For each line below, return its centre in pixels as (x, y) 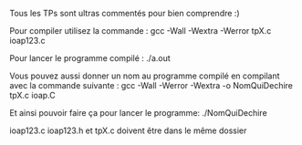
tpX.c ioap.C (33, 95)
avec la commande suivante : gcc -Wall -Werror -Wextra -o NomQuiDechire (151, 85)
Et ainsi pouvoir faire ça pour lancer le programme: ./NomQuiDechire (138, 113)
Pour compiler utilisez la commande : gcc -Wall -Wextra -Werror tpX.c (141, 31)
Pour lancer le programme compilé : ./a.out (90, 58)
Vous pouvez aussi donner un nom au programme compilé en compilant (145, 76)
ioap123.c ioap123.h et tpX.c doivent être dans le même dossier (128, 130)
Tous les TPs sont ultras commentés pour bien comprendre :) (125, 13)
